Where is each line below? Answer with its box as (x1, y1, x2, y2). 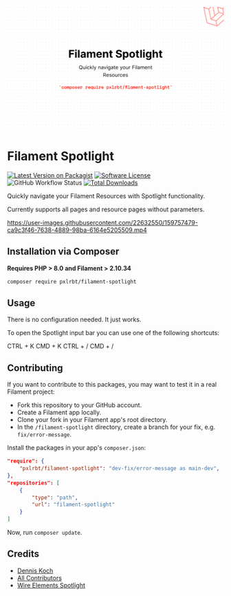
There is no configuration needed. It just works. (7, 315, 142, 323)
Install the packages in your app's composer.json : (7, 444, 146, 452)
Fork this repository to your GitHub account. (16, 401, 142, 409)
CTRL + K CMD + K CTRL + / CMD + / (7, 342, 114, 350)
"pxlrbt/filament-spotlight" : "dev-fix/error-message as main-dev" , (19, 465, 220, 472)
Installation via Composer (7, 246, 120, 257)
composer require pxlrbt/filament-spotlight (7, 278, 137, 285)
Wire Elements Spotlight (16, 581, 86, 589)
